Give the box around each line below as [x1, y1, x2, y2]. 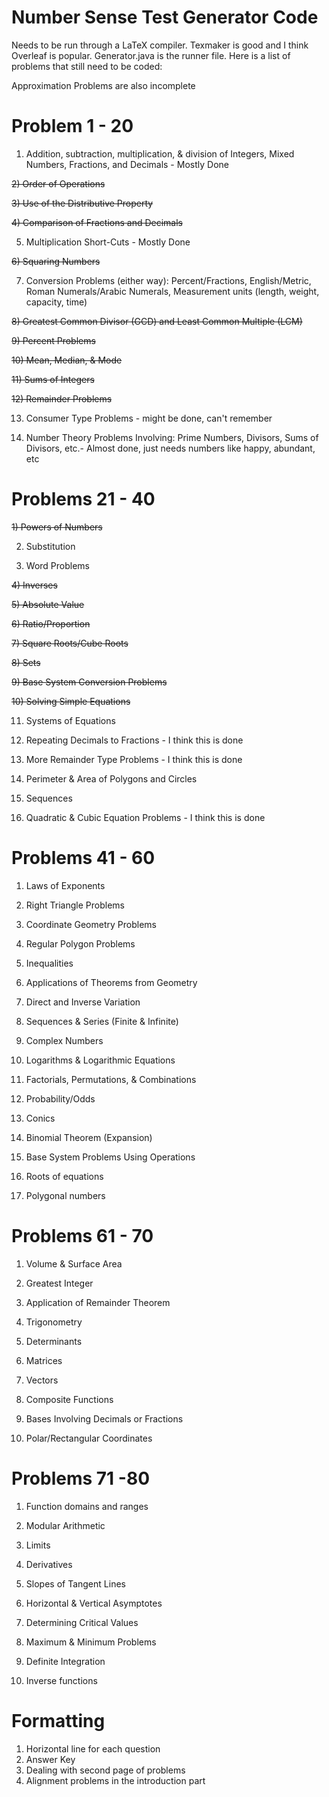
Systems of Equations [25, 714, 116, 726]
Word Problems [25, 559, 90, 571]
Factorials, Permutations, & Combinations [25, 1073, 197, 1085]
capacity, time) [25, 296, 88, 308]
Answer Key [25, 1753, 76, 1765]
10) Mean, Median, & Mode [11, 354, 123, 366]
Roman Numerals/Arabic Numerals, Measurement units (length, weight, [25, 285, 320, 297]
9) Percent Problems [11, 334, 96, 346]
